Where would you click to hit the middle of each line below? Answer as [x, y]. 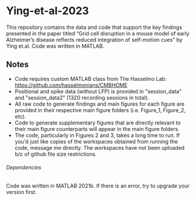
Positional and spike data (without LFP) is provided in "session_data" [98, 91]
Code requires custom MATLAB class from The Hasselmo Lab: [91, 78]
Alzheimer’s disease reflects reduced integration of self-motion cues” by [94, 40]
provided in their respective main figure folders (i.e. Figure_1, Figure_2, [100, 110]
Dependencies [24, 168]
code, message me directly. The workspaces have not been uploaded [99, 147]
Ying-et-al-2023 [48, 11]
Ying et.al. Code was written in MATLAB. [55, 46]
